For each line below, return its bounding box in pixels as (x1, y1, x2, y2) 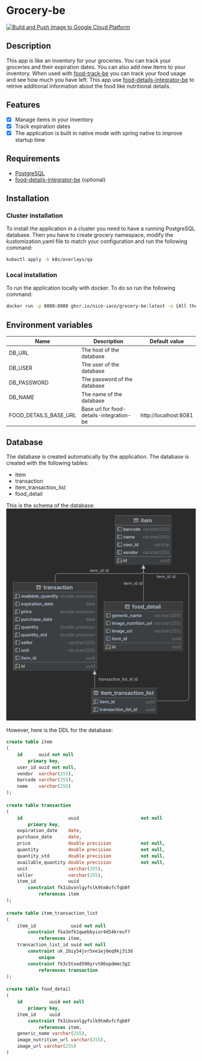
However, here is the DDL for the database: (6, 727, 113, 734)
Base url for (81, 405, 110, 412)
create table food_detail (6, 986, 71, 992)
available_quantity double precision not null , (17, 859, 165, 866)
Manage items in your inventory (14, 115, 94, 123)
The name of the (81, 390, 122, 397)
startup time (14, 136, 45, 143)
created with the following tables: (6, 459, 89, 466)
